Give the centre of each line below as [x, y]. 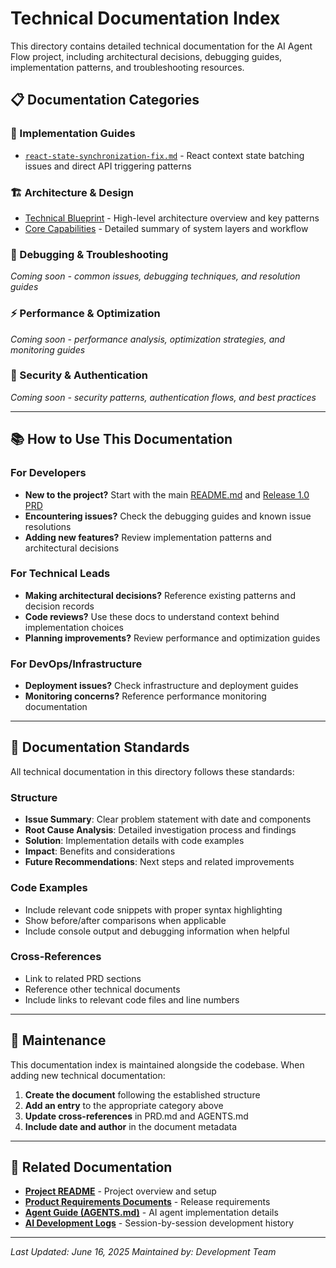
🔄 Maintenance [58, 1040]
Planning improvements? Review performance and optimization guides [172, 638]
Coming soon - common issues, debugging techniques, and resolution [155, 276]
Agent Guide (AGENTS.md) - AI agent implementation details [151, 1213]
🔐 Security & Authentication [79, 375]
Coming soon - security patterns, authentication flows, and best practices [163, 397]
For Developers [48, 473]
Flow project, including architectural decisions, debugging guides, [146, 56]
